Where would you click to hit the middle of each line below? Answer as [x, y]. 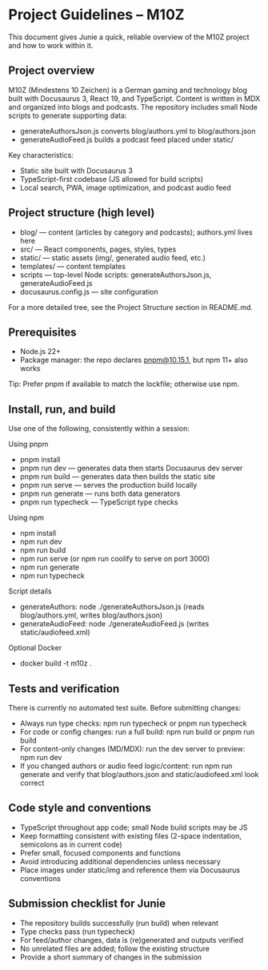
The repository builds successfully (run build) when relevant [119, 923]
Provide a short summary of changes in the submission [111, 957]
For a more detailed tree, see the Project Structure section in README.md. [131, 307]
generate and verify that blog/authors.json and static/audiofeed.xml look [139, 774]
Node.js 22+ [40, 352]
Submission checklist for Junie [87, 904]
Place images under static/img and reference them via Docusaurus [130, 870]
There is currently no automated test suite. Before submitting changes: [125, 708]
